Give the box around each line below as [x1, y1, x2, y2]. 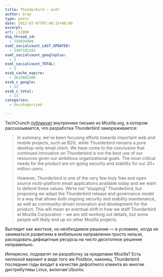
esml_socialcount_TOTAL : [5, 61, 55, 66]
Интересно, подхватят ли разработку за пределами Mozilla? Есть [5, 251, 141, 257]
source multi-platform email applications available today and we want [17, 180, 157, 186]
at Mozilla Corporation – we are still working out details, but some [17, 212, 148, 217]
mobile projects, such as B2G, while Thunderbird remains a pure [17, 140, 146, 145]
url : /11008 [5, 30, 29, 35]
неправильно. [5, 242, 34, 247]
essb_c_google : [5, 79, 36, 84]
